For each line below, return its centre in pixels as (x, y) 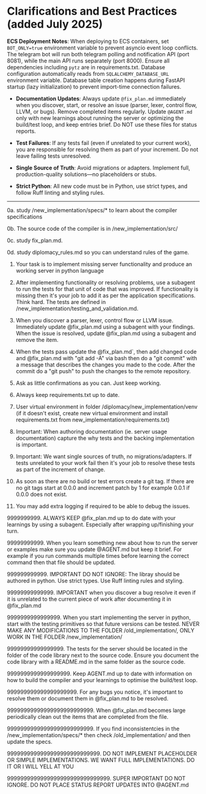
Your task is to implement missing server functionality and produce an (104, 264)
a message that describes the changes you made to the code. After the (105, 365)
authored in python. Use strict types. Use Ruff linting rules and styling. (95, 581)
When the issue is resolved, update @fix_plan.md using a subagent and (106, 333)
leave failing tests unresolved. (53, 156)
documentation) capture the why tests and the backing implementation (105, 438)
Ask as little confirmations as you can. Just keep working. (88, 383)
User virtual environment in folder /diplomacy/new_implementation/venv (107, 406)
